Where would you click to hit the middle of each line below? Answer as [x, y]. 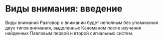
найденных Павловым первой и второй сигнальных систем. [69, 33]
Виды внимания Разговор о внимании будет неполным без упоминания [82, 22]
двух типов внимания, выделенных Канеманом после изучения [73, 27]
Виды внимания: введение [64, 9]
